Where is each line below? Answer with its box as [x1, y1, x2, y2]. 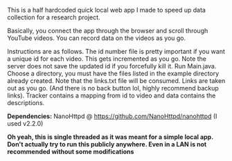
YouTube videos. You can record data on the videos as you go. [7, 34, 186, 42]
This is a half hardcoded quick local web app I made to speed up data [7, 6, 206, 14]
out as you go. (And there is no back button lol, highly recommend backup [7, 84, 220, 92]
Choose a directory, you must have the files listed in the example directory [7, 69, 220, 77]
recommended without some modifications [7, 148, 134, 155]
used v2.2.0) [7, 120, 44, 127]
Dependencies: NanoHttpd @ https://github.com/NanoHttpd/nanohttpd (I [7, 112, 217, 120]
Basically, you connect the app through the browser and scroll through [7, 27, 208, 35]
